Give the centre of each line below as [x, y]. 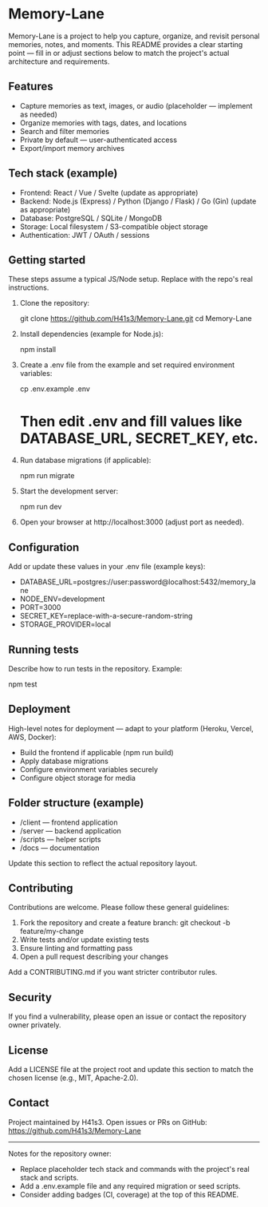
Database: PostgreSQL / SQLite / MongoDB [91, 218]
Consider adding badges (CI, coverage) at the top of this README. [129, 1194]
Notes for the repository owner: [60, 1154]
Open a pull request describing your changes [94, 957]
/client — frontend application [69, 822]
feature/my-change [51, 932]
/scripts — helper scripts [60, 839]
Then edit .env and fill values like [131, 421]
